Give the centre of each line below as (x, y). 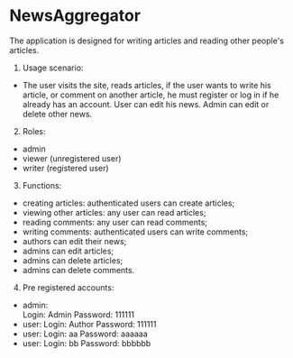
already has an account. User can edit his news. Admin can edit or (146, 104)
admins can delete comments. (78, 270)
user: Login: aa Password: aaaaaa (85, 334)
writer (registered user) (66, 168)
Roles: (34, 131)
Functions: (42, 185)
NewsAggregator (75, 16)
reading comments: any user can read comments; (115, 222)
